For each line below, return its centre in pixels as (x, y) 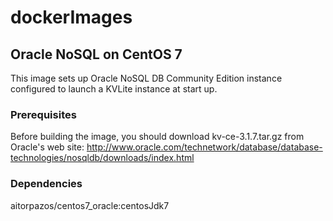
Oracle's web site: (47, 147)
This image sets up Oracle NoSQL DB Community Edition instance (146, 78)
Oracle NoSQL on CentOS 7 (96, 54)
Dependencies (46, 184)
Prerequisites (43, 114)
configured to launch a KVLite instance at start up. (114, 89)
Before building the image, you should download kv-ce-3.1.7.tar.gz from (157, 137)
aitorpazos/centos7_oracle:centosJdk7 (90, 205)
